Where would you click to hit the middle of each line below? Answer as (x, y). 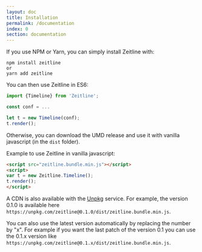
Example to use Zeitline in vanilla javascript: (61, 153)
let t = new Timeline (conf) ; (43, 118)
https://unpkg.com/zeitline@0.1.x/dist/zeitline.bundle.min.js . (89, 243)
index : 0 (17, 29)
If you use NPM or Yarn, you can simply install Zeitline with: (80, 52)
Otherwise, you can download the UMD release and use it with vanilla (93, 135)
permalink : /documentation (40, 23)
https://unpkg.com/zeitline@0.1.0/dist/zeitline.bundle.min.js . (89, 211)
